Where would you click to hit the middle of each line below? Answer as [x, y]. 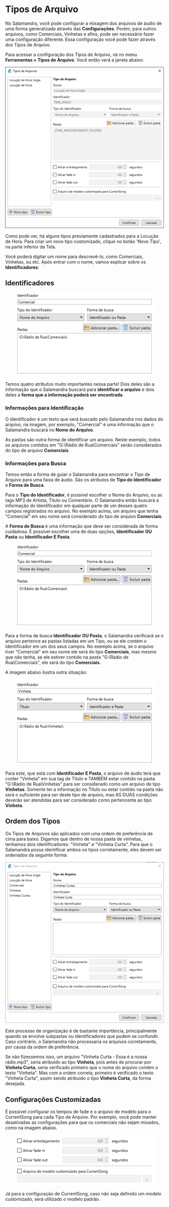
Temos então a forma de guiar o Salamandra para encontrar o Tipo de [78, 474]
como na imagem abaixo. [31, 1128]
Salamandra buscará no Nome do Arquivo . [50, 430]
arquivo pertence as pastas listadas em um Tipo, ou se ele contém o [76, 641]
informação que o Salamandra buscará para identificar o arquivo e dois [80, 389]
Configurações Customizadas [53, 1099]
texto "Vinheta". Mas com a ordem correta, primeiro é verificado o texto [79, 1073]
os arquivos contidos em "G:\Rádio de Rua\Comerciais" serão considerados [83, 445]
